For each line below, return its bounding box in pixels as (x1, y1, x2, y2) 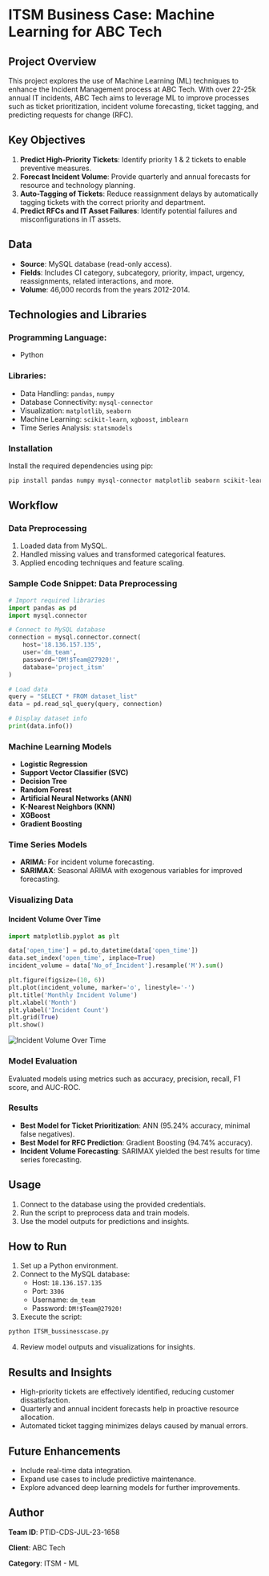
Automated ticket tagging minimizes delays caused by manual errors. (19, 1421, 248, 1431)
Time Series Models (8, 839, 88, 851)
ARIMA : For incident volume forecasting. (19, 857, 155, 867)
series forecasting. (19, 1154, 82, 1164)
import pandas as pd (8, 604, 78, 612)
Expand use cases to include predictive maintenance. (19, 1474, 197, 1484)
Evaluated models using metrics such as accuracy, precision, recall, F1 (8, 1074, 241, 1084)
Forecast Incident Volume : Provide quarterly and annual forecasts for (19, 171, 251, 182)
